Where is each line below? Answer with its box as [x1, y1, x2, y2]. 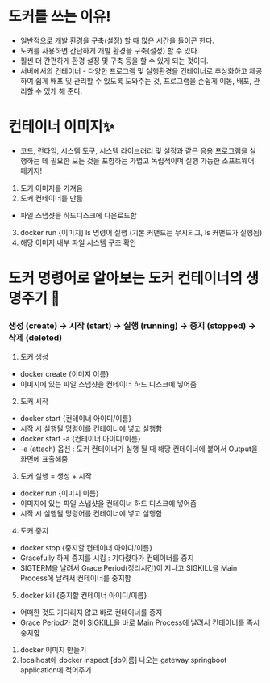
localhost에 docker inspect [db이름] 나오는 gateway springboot [19, 656, 227, 665]
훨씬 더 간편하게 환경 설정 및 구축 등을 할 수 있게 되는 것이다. [19, 56, 210, 65]
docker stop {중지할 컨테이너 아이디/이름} [19, 543, 153, 553]
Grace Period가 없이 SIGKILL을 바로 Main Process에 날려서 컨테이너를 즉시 [19, 618, 260, 627]
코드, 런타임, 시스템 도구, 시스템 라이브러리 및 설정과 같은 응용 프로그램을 [19, 145, 248, 155]
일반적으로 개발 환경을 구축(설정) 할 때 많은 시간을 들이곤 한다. [19, 36, 215, 45]
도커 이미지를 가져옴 [19, 183, 83, 192]
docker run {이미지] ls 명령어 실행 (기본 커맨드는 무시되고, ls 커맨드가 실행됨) [19, 227, 263, 237]
